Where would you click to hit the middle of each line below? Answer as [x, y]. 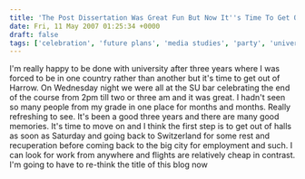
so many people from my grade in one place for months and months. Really [150, 107]
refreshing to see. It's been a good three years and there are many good [144, 117]
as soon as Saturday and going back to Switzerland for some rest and [140, 136]
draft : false [34, 34]
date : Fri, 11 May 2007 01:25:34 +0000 [85, 26]
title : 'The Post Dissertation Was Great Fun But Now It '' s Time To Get [150, 18]
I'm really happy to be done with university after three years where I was [144, 69]
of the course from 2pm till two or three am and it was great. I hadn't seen [148, 98]
